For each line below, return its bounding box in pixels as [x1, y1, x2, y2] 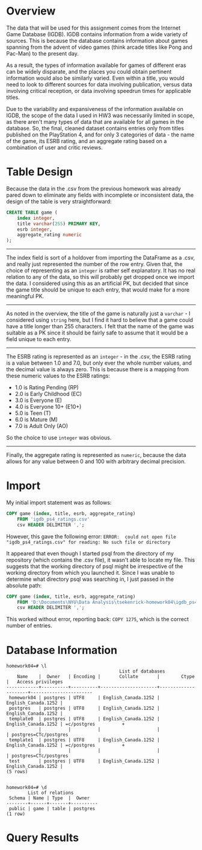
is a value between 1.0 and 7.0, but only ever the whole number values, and [6, 359, 192, 366]
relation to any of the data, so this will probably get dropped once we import [6, 273, 195, 281]
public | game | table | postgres [8, 806, 96, 812]
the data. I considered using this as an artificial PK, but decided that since [6, 280, 189, 287]
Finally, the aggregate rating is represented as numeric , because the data [6, 452, 186, 459]
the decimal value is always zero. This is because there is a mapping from [6, 366, 189, 373]
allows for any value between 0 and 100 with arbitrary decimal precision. [6, 458, 186, 465]
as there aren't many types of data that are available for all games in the [6, 118, 185, 125]
